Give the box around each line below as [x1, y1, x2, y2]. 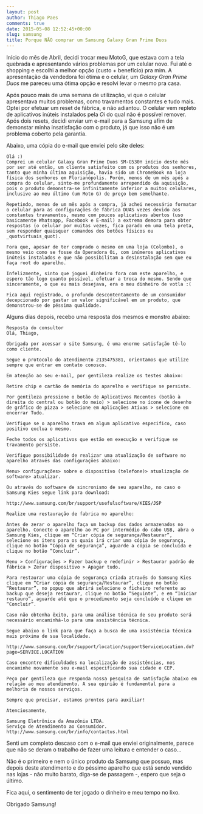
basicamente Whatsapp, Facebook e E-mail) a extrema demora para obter [6, 217, 191, 224]
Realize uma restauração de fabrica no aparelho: [6, 511, 135, 517]
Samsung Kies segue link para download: [6, 490, 111, 496]
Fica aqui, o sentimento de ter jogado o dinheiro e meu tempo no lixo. [6, 789, 181, 796]
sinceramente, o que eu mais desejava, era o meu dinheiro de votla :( [6, 281, 191, 287]
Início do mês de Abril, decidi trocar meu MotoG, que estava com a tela [6, 54, 184, 61]
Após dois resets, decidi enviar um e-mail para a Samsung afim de [6, 117, 173, 125]
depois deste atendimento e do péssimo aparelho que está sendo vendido [6, 764, 193, 771]
